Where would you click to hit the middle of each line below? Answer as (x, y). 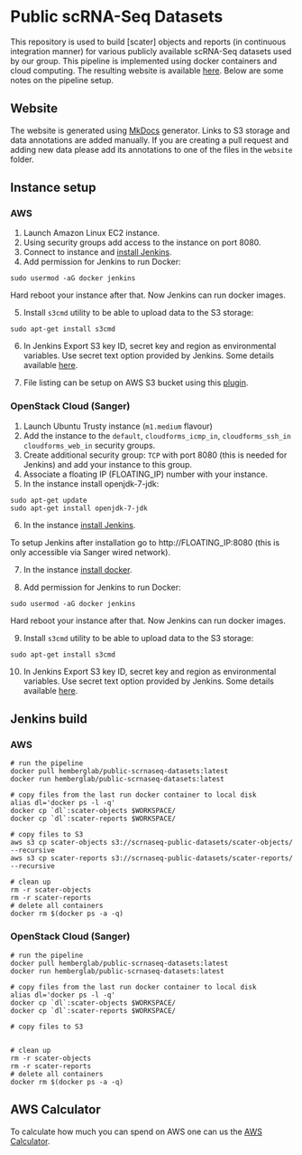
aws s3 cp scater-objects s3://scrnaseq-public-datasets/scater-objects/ (152, 843)
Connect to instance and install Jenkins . (97, 252)
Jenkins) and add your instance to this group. (108, 464)
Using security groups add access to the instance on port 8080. (142, 242)
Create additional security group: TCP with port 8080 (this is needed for (155, 455)
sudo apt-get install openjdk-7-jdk (79, 508)
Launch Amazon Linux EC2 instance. (92, 233)
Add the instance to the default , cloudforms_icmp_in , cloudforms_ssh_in (157, 435)
